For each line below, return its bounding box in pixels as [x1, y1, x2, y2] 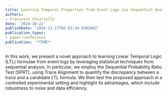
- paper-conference [5, 35, 46, 40]
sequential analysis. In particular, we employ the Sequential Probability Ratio [5, 64, 162, 70]
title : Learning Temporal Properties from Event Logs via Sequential [5, 7, 153, 12]
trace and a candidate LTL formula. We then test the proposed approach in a [5, 74, 162, 80]
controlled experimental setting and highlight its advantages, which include [5, 80, 160, 86]
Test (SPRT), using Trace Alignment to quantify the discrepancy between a [5, 69, 159, 75]
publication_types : [5, 30, 46, 35]
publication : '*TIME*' [5, 40, 52, 45]
